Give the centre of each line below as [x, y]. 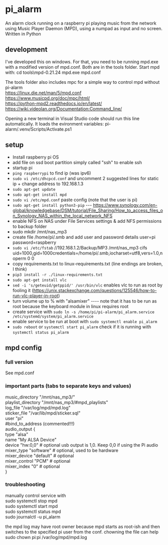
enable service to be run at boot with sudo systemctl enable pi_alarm [85, 321]
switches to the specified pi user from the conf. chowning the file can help [82, 532]
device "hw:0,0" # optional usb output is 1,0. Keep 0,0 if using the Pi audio [82, 445]
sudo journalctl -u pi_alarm [33, 517]
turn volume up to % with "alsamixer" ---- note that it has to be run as [85, 301]
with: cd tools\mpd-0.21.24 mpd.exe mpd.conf [53, 72]
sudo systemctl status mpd [33, 511]
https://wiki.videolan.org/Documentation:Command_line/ [64, 108]
